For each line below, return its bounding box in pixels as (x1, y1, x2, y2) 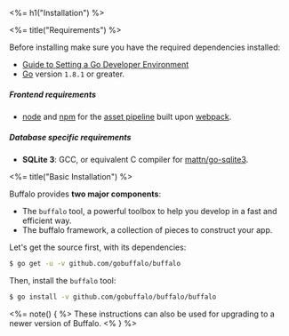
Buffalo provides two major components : (9, 188, 162, 199)
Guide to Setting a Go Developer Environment (21, 60, 189, 69)
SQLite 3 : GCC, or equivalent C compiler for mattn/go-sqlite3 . (21, 154, 249, 164)
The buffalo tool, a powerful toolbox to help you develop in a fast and (21, 205, 277, 216)
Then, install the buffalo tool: (9, 275, 116, 285)
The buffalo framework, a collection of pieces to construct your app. (21, 224, 273, 235)
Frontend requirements (9, 89, 96, 100)
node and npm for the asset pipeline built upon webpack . (21, 111, 232, 122)
